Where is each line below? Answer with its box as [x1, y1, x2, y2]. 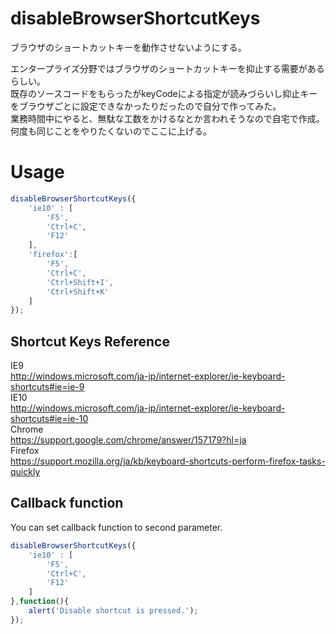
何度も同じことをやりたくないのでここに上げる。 [10, 125, 212, 137]
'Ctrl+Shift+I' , [46, 277, 114, 287]
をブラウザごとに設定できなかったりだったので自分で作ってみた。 [10, 100, 282, 112]
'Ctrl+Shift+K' [46, 287, 110, 297]
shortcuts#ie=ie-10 [10, 413, 89, 425]
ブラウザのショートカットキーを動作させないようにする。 [10, 41, 247, 53]
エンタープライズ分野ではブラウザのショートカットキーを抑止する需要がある [10, 62, 325, 74]
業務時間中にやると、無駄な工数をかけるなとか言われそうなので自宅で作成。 [10, 112, 325, 124]
